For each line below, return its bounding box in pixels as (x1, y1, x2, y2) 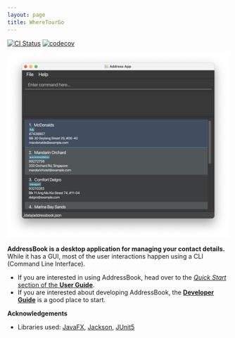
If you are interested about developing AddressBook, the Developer (17, 288, 215, 297)
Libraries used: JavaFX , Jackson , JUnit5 (17, 323, 135, 332)
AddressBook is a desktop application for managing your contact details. (7, 245, 225, 253)
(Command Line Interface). (7, 260, 86, 268)
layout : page (7, 11, 46, 18)
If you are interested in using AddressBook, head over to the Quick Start (17, 273, 227, 282)
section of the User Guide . (17, 281, 95, 290)
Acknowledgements (7, 309, 68, 318)
